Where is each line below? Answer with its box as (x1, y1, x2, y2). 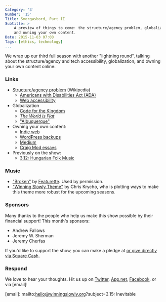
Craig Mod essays (19, 145, 57, 151)
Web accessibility (19, 97, 56, 104)
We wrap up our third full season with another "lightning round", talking (5, 53, 150, 59)
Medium (19, 139, 37, 146)
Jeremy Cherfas (12, 238, 45, 244)
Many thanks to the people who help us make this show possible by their (5, 213, 153, 219)
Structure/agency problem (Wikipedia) (12, 87, 90, 93)
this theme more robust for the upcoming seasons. (12, 189, 116, 195)
